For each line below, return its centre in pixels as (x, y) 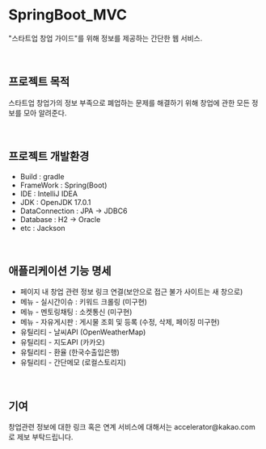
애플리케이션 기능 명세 (60, 271)
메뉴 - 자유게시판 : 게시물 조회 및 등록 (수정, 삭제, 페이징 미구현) (120, 322)
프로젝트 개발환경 (49, 156)
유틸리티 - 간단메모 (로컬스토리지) (73, 363)
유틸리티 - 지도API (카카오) (62, 342)
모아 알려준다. (45, 113)
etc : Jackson (42, 228)
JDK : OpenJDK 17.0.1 (55, 202)
